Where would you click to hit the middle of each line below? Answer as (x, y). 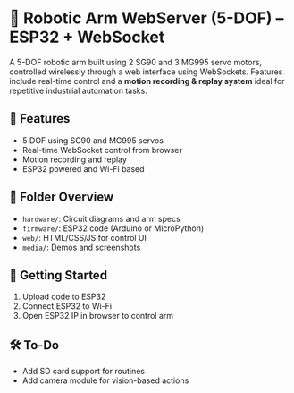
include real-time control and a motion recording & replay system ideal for (147, 81)
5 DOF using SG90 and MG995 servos (92, 140)
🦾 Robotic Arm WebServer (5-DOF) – (147, 18)
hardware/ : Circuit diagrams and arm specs (101, 218)
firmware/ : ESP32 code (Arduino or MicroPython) (113, 228)
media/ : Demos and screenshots (81, 247)
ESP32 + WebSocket (87, 37)
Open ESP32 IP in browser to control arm (98, 316)
